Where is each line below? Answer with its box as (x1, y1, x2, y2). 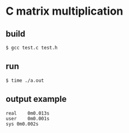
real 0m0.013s (5, 110, 50, 117)
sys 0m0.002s (5, 121, 39, 127)
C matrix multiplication (5, 4, 124, 18)
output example (5, 94, 67, 104)
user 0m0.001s (5, 115, 50, 121)
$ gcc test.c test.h (5, 45, 58, 51)
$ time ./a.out (5, 77, 44, 84)
